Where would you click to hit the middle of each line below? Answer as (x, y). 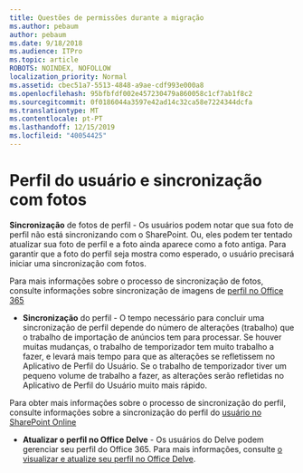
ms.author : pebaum (44, 26)
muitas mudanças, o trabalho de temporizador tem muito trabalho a (148, 346)
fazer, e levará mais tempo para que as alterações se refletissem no (149, 356)
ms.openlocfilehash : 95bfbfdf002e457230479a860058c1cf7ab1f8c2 (131, 93)
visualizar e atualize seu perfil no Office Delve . (109, 459)
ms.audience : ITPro (46, 52)
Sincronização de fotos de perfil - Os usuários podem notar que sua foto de (151, 225)
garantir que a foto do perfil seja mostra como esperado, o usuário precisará (152, 254)
